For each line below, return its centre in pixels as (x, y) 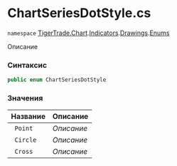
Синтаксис (27, 65)
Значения (25, 98)
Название (28, 117)
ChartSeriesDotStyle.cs (79, 13)
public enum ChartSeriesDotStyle (57, 80)
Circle (26, 140)
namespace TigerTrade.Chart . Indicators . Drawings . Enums (88, 33)
